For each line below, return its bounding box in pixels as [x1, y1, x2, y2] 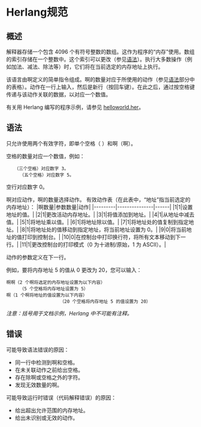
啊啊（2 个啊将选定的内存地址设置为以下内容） [6, 279, 106, 285]
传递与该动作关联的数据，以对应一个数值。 [6, 91, 111, 98]
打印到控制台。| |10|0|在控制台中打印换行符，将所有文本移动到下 [22, 233, 181, 240]
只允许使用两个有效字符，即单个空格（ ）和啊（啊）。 [6, 140, 136, 147]
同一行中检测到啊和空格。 [14, 359, 78, 366]
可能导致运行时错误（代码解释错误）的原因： [6, 393, 117, 401]
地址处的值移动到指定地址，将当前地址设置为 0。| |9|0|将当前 [35, 226, 187, 233]
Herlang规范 [6, 5, 68, 19]
